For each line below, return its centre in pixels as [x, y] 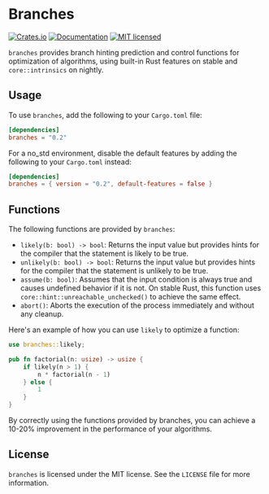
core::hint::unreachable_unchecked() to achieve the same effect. [130, 297]
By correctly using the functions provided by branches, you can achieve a [132, 421]
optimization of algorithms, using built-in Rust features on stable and [123, 61]
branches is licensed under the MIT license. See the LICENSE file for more [129, 474]
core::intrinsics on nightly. [56, 69]
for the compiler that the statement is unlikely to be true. [114, 271]
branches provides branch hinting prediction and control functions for [124, 52]
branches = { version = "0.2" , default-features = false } [111, 184]
